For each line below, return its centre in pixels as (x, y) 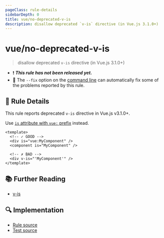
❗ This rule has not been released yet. (52, 73)
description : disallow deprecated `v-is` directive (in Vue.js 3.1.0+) (82, 24)
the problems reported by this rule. (49, 86)
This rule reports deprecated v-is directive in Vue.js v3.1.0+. (68, 113)
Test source (25, 230)
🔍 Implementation (34, 210)
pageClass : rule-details (31, 10)
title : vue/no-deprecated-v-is (38, 19)
